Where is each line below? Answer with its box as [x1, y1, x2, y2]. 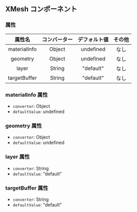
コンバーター [41, 36, 73, 43]
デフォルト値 [77, 36, 109, 43]
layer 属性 [5, 153, 30, 160]
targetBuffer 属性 [5, 184, 49, 192]
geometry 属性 [5, 122, 42, 129]
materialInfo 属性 [5, 91, 48, 98]
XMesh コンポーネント [5, 5, 78, 14]
